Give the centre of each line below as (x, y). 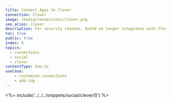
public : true (19, 39)
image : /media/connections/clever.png (46, 19)
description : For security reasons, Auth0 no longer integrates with (81, 29)
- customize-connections (41, 76)
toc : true (16, 33)
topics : (13, 48)
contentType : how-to (27, 66)
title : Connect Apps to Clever (38, 10)
